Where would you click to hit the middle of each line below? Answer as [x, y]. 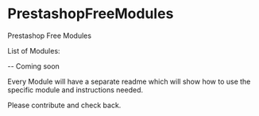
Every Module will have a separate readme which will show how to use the [129, 81]
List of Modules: [34, 51]
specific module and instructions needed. [75, 90]
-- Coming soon [34, 66]
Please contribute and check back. [64, 105]
